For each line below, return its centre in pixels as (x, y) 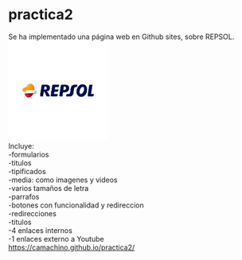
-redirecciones (33, 213)
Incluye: (21, 146)
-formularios (29, 154)
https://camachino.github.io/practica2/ (72, 247)
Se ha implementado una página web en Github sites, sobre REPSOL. (121, 37)
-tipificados (27, 171)
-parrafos (24, 196)
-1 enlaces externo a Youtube (57, 239)
